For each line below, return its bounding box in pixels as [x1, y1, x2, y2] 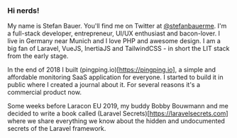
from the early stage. [7, 52, 69, 60]
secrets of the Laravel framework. [7, 125, 106, 133]
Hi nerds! [7, 6, 40, 16]
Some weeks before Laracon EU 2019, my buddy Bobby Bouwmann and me [7, 102, 228, 110]
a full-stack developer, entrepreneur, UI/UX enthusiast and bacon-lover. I [7, 29, 221, 38]
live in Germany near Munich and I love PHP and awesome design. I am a [7, 37, 221, 45]
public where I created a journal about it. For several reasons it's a [7, 81, 201, 89]
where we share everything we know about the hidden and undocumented [7, 117, 226, 125]
